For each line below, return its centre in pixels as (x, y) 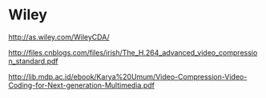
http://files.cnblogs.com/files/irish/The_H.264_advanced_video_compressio (133, 52)
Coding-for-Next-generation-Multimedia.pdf (81, 85)
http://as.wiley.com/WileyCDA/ (59, 37)
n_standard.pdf (33, 61)
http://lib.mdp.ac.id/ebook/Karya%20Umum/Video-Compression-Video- (128, 76)
